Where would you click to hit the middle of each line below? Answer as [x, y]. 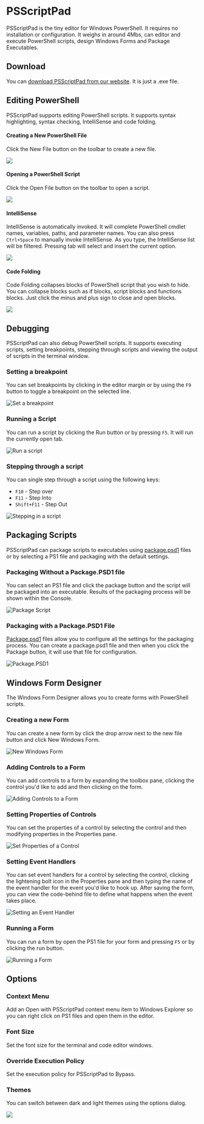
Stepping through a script [45, 466]
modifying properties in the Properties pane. [62, 834]
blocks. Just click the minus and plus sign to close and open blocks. [91, 298]
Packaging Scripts [42, 535]
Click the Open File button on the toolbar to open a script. [78, 187]
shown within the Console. [39, 598]
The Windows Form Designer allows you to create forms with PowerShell [97, 697]
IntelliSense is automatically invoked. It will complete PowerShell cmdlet [96, 227]
